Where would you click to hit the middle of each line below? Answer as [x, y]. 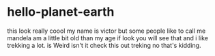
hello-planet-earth [61, 12]
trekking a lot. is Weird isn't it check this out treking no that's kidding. [104, 45]
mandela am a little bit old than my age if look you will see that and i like [107, 38]
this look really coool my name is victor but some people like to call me [106, 31]
